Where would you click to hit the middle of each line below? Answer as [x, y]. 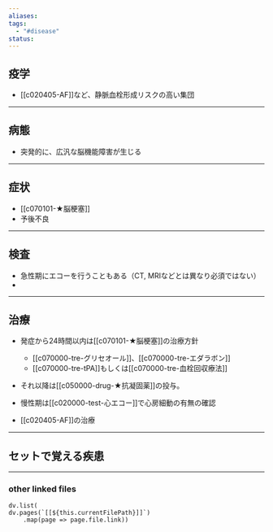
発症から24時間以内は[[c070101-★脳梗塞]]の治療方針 [109, 341]
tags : [17, 24]
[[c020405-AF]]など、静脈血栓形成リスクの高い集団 [107, 95]
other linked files [43, 489]
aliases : [23, 16]
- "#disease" [38, 31]
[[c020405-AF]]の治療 [58, 421]
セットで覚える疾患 [56, 456]
